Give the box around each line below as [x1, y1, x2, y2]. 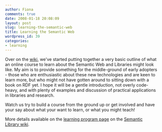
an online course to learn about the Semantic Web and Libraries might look [5, 61, 154, 67]
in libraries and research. [5, 92, 55, 98]
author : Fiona [5, 7, 34, 12]
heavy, [5, 87, 18, 93]
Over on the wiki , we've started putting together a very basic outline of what [5, 56, 157, 62]
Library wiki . [5, 121, 30, 127]
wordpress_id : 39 [5, 34, 40, 39]
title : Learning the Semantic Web [5, 29, 75, 34]
